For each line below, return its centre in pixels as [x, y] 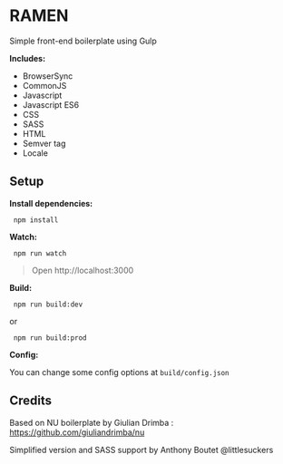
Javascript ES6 [51, 104]
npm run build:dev [48, 304]
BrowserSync [48, 76]
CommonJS [44, 85]
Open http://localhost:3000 [83, 270]
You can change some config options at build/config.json [119, 372]
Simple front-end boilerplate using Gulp [83, 41]
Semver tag [44, 143]
